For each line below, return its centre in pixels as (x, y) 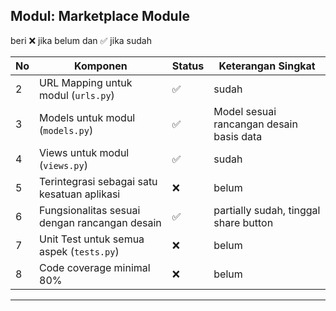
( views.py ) (63, 165)
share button (243, 222)
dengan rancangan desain (100, 222)
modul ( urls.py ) (77, 95)
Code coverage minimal (95, 267)
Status (188, 66)
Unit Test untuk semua (92, 239)
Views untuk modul (84, 152)
